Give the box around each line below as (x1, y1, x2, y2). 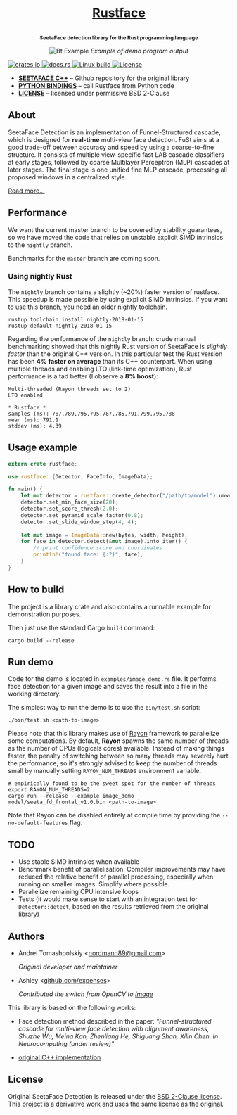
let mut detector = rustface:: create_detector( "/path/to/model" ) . (20, 492, 219, 499)
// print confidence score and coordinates (33, 544, 162, 552)
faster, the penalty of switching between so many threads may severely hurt (8, 751, 229, 760)
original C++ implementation (18, 1053, 101, 1062)
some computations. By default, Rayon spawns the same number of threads (8, 737, 229, 745)
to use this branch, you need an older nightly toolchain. (8, 302, 168, 311)
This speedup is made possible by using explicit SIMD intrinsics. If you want (8, 295, 228, 303)
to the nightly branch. (8, 241, 73, 249)
